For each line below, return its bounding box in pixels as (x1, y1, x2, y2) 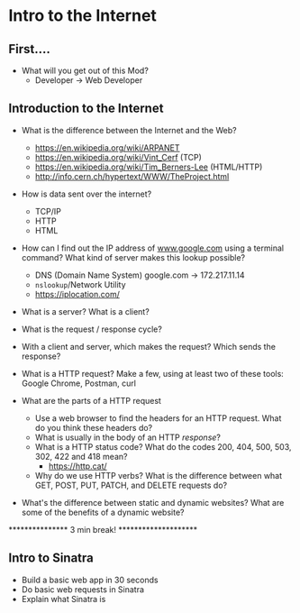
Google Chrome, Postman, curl (21, 378, 137, 389)
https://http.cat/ (48, 461, 107, 471)
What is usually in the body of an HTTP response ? (34, 432, 222, 443)
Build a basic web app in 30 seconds (21, 574, 159, 585)
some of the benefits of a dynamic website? (21, 507, 185, 517)
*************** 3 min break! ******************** (8, 524, 198, 535)
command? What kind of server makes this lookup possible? (21, 252, 245, 262)
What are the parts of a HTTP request (21, 395, 161, 406)
